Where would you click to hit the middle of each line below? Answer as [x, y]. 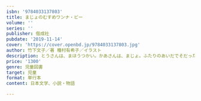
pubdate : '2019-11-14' [34, 39]
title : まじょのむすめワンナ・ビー [45, 17]
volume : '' [20, 23]
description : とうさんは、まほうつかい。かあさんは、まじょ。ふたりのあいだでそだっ [99, 56]
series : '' [20, 28]
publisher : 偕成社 [28, 34]
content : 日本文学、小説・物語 [41, 84]
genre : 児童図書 [25, 67]
